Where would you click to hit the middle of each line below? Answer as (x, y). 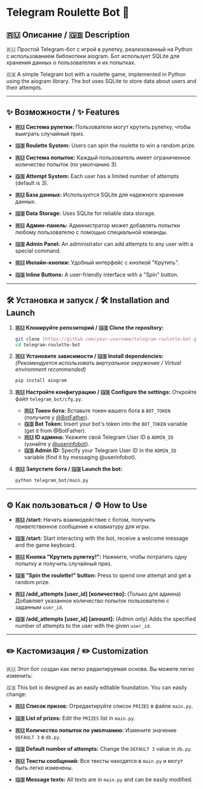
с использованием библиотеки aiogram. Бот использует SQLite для (93, 56)
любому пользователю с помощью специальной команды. (91, 232)
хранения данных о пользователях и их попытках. (71, 62)
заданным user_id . (39, 607)
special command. (38, 250)
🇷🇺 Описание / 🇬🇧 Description (68, 35)
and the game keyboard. (46, 545)
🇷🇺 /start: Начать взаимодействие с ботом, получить (85, 519)
